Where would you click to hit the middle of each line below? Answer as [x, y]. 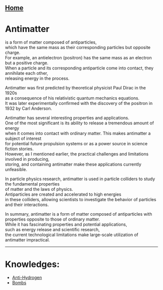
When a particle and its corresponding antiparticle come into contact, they [79, 68]
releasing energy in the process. [37, 78]
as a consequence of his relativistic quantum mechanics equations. [72, 98]
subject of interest [23, 138]
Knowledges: [32, 264]
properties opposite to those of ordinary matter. [53, 219]
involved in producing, [27, 159]
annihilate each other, [27, 73]
